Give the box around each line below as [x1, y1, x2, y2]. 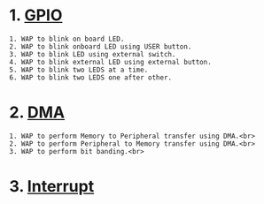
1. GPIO [9, 5, 63, 26]
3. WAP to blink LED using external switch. [9, 49, 176, 58]
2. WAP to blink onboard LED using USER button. [9, 42, 192, 51]
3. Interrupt [9, 177, 95, 197]
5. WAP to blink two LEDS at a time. [9, 65, 149, 74]
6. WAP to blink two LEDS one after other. [9, 72, 173, 82]
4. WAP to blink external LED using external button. [9, 57, 213, 66]
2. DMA [9, 102, 65, 123]
